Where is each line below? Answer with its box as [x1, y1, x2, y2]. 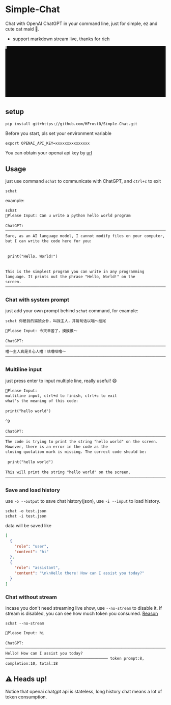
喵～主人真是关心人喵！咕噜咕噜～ [5, 349, 66, 355]
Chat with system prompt [5, 296, 70, 303]
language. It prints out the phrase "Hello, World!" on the [5, 274, 136, 279]
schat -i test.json [5, 513, 47, 519]
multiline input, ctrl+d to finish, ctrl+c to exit [5, 393, 117, 398]
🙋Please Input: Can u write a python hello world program [5, 213, 131, 218]
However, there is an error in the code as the [5, 444, 108, 449]
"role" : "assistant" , [14, 565, 60, 571]
